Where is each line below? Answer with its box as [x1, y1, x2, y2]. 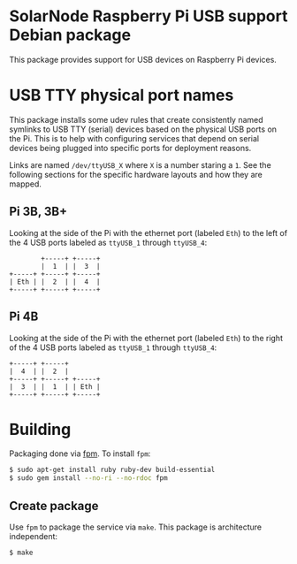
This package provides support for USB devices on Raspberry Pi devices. [9, 54, 277, 65]
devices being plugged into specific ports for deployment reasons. [9, 142, 252, 153]
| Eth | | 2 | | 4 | [9, 277, 101, 286]
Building [9, 419, 72, 439]
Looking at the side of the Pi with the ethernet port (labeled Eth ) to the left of [9, 227, 288, 238]
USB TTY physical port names [9, 86, 234, 105]
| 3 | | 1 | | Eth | [9, 382, 101, 391]
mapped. [9, 179, 42, 189]
